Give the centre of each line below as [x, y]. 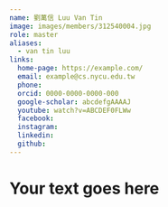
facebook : [36, 118]
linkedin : [36, 136]
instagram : [38, 127]
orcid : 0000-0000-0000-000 [68, 93]
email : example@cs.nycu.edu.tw [76, 77]
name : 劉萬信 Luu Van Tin [56, 18]
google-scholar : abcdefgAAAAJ [74, 102]
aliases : [26, 43]
